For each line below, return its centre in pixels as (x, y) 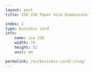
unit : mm (24, 52)
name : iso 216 (29, 38)
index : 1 (15, 24)
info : (11, 33)
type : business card (27, 28)
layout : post (19, 10)
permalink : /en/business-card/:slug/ (45, 61)
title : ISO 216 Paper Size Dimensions (46, 15)
